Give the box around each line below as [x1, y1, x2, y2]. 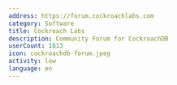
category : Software [8, 19, 75, 28]
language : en [8, 65, 53, 73]
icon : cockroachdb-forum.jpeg [8, 49, 111, 57]
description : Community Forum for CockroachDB [8, 34, 169, 43]
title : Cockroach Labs [8, 27, 85, 35]
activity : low [8, 57, 57, 66]
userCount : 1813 [8, 42, 63, 50]
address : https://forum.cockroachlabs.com [8, 11, 154, 20]
